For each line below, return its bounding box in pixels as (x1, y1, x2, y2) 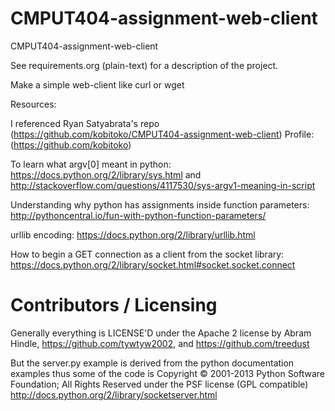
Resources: (10, 98, 57, 110)
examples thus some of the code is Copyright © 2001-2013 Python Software (10, 367, 326, 379)
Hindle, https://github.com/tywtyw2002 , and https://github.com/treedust (10, 337, 310, 349)
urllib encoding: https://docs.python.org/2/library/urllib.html (10, 228, 256, 241)
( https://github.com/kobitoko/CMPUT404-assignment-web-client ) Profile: (10, 128, 315, 140)
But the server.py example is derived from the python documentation (10, 357, 295, 369)
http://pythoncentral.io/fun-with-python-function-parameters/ (10, 209, 267, 221)
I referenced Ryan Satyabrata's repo (10, 117, 160, 129)
